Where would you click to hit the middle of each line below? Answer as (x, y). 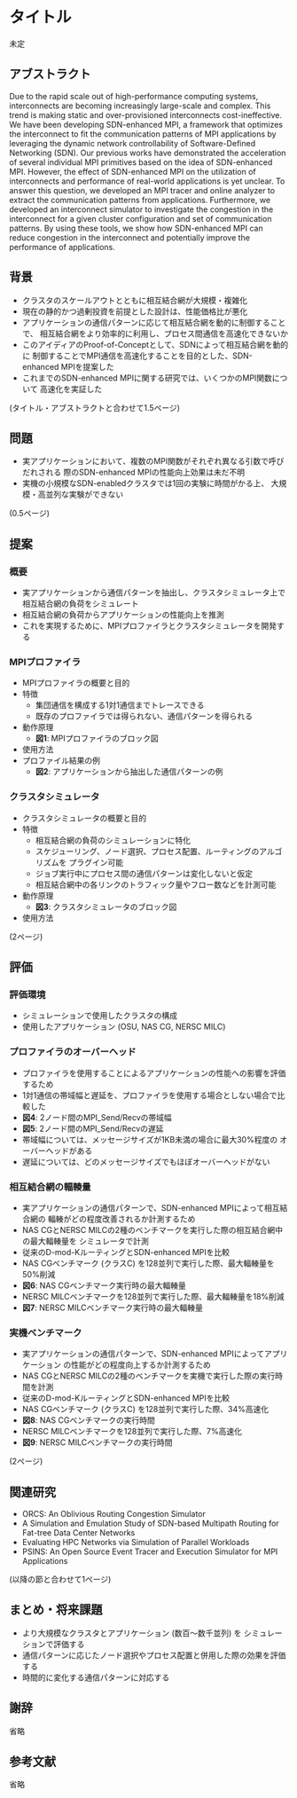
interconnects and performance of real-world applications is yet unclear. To (147, 181)
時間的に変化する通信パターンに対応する (96, 1677)
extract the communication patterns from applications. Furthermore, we (140, 200)
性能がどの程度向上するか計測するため (141, 1365)
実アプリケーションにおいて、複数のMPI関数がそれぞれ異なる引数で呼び (153, 461)
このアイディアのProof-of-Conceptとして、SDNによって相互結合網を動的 (155, 344)
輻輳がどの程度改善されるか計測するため (121, 1219)
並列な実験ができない (85, 495)
